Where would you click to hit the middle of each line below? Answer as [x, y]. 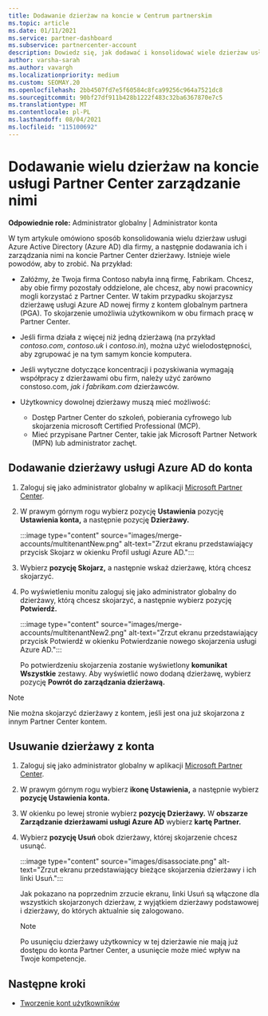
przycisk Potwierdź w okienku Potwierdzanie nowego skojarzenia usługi [138, 641]
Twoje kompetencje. [53, 958]
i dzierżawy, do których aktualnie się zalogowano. [102, 911]
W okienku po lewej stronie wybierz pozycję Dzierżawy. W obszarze [134, 814]
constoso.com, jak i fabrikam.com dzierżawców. [99, 386]
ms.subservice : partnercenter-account [73, 46]
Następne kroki [47, 984]
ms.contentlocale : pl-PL [49, 113]
